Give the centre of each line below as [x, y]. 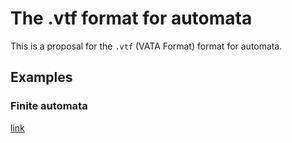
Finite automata [49, 106]
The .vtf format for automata [131, 18]
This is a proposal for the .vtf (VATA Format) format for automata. [146, 46]
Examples [41, 77]
